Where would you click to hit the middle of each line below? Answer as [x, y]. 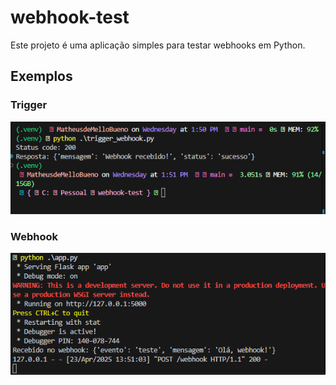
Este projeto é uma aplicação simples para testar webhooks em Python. [158, 45]
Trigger [29, 105]
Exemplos [41, 76]
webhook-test [70, 17]
